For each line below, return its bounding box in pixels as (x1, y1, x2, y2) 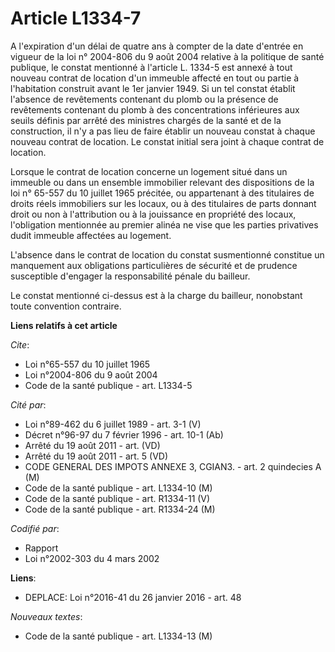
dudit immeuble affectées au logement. (10, 229, 172, 241)
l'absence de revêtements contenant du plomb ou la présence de (10, 93, 279, 105)
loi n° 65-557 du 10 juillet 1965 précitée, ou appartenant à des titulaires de (10, 187, 315, 199)
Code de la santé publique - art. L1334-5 (24, 379, 193, 391)
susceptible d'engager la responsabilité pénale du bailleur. (10, 270, 251, 282)
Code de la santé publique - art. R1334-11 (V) (24, 492, 211, 504)
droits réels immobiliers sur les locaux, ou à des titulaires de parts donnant (10, 197, 317, 209)
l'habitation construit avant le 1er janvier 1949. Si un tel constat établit (10, 82, 296, 94)
